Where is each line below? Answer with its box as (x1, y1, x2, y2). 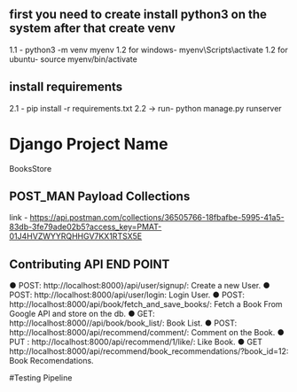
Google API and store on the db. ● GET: (9, 309, 155, 319)
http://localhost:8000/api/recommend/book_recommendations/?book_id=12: (9, 346, 289, 357)
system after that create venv (9, 21, 176, 36)
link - (9, 212, 28, 223)
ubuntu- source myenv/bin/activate (9, 53, 137, 65)
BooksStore (9, 163, 52, 173)
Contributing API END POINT (9, 257, 170, 272)
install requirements (9, 80, 123, 95)
